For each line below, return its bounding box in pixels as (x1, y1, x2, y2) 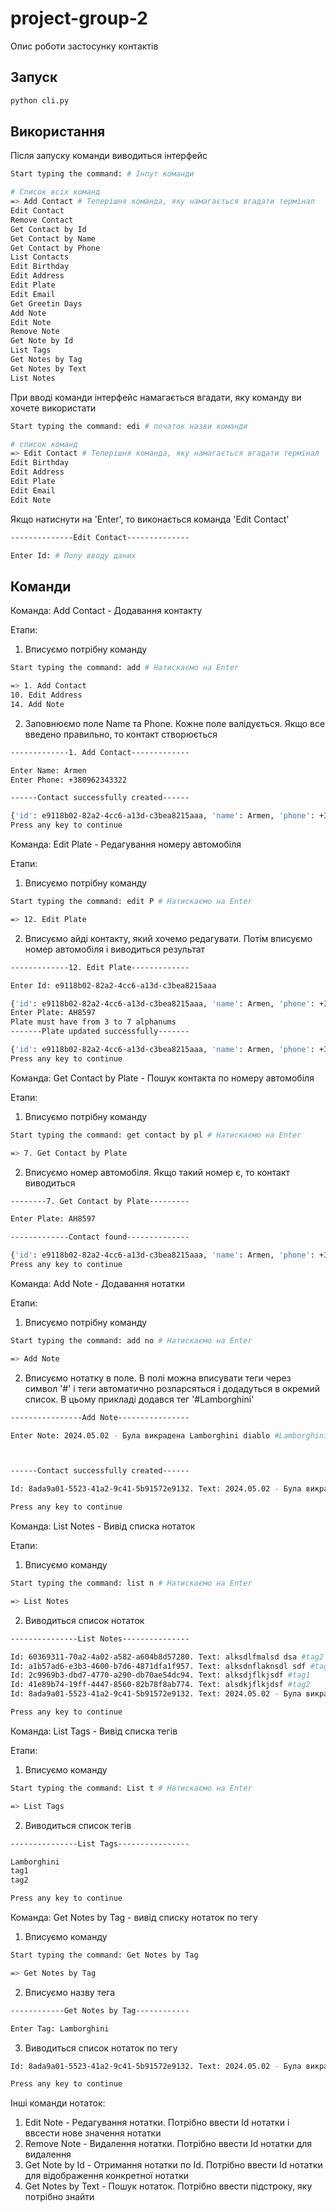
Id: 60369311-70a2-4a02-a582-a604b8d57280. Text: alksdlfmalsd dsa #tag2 (10, 1652, 325, 1662)
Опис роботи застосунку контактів (10, 40, 159, 52)
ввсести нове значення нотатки (24, 2127, 162, 2139)
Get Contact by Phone (10, 243, 101, 253)
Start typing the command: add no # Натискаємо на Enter (10, 1335, 253, 1346)
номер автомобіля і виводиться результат (24, 943, 206, 955)
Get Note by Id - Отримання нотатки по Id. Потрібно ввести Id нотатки (24, 2159, 323, 2171)
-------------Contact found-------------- (10, 1232, 190, 1242)
